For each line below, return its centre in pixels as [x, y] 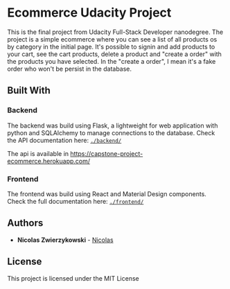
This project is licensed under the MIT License [73, 278]
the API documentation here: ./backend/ [64, 140]
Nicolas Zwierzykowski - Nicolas [65, 240]
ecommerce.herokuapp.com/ [49, 161]
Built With [29, 90]
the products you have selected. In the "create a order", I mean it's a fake [112, 61]
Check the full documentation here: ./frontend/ [76, 201]
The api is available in [38, 153]
